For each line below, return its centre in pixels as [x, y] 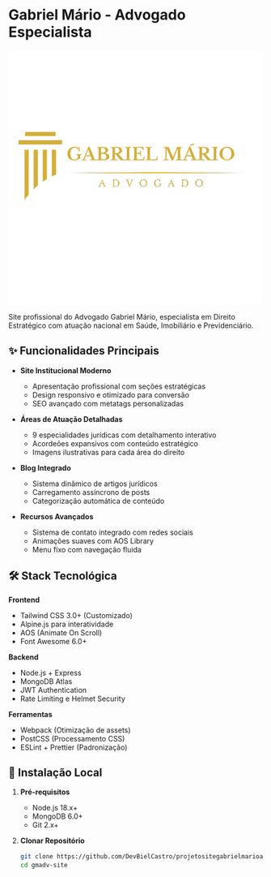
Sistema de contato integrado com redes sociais [113, 532]
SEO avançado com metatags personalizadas [108, 403]
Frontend [24, 600]
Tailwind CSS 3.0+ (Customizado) [76, 615]
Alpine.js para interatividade [67, 624]
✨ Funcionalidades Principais [84, 351]
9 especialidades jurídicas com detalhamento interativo [124, 435]
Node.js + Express [51, 673]
